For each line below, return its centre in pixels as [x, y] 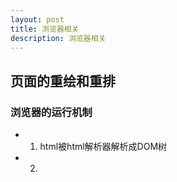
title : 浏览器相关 [45, 29]
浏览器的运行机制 [51, 112]
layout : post [37, 19]
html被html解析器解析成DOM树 [103, 147]
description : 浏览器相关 [58, 38]
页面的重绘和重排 [63, 81]
